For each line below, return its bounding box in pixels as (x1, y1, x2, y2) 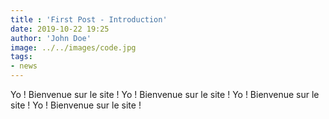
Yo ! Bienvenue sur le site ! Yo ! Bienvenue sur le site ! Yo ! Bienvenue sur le (10, 89, 320, 100)
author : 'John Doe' (10, 33, 92, 43)
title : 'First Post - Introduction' (10, 14, 168, 25)
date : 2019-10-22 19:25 (10, 24, 110, 34)
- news (10, 61, 38, 71)
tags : (10, 52, 33, 62)
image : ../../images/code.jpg (10, 42, 137, 53)
